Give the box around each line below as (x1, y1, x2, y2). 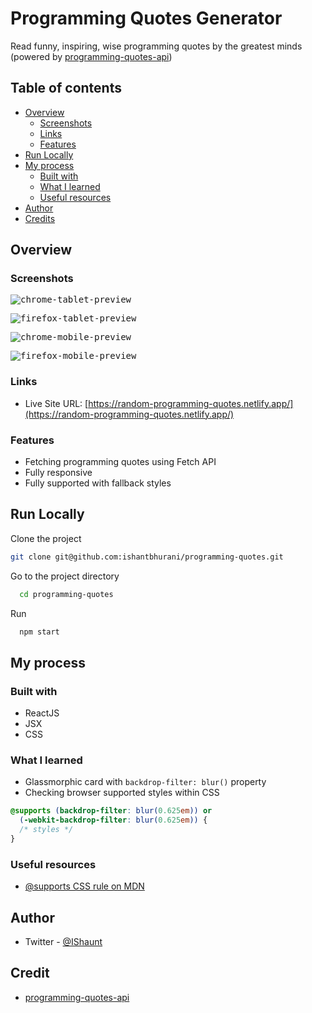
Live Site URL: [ (24, 397, 89, 409)
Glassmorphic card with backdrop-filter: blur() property (24, 776, 267, 788)
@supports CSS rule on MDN (24, 880, 145, 892)
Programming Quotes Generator (10, 7, 283, 30)
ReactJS (24, 707, 60, 719)
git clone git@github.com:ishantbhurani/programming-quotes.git (10, 552, 284, 562)
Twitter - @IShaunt (24, 936, 103, 948)
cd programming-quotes (19, 589, 114, 599)
